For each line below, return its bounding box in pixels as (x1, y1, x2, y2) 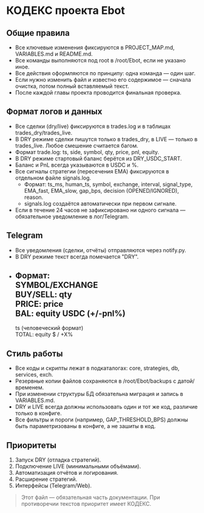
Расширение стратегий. (15, 475, 78, 483)
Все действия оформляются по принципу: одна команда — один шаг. (15, 70, 196, 76)
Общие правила (6, 28, 70, 38)
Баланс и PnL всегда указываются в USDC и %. (15, 161, 139, 169)
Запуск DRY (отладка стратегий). (15, 456, 101, 464)
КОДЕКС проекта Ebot (6, 4, 126, 18)
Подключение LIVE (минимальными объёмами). (15, 463, 141, 470)
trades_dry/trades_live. (15, 129, 73, 136)
